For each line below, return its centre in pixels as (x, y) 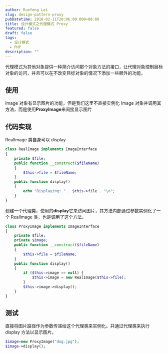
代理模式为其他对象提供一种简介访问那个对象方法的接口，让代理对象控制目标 (84, 67)
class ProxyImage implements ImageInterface (52, 226)
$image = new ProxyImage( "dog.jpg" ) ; (42, 342)
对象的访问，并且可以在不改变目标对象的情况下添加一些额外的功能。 (75, 73)
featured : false (22, 29)
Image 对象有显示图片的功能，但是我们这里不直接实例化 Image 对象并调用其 (83, 103)
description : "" (22, 52)
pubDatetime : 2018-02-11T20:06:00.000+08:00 (52, 19)
